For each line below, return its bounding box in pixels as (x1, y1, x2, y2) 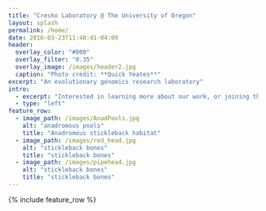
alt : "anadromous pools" (22, 122, 104, 130)
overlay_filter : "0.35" (15, 56, 93, 64)
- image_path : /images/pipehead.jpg (15, 159, 136, 167)
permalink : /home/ (8, 26, 69, 34)
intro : (8, 85, 30, 93)
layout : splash (8, 19, 59, 27)
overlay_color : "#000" (15, 48, 90, 56)
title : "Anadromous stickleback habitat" (22, 129, 161, 137)
